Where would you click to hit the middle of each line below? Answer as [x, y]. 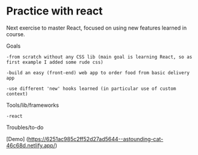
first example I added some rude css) [55, 62]
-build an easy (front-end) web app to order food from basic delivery [98, 73]
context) [17, 94]
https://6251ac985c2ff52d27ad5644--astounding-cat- [96, 139]
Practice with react [54, 11]
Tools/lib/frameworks [32, 105]
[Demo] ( [17, 139]
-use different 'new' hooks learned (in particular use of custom [91, 89]
